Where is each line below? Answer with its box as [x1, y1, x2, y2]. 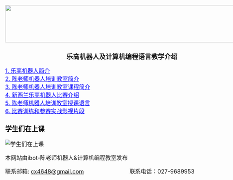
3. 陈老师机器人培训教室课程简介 [5, 83, 91, 90]
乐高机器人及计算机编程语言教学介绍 [66, 52, 178, 61]
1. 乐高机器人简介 [5, 67, 50, 74]
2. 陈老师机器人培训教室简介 [5, 75, 80, 83]
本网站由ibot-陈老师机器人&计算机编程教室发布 [5, 154, 128, 162]
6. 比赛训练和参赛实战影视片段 [5, 107, 85, 115]
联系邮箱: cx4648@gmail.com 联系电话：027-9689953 [5, 168, 195, 176]
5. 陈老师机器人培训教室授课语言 [5, 99, 91, 106]
